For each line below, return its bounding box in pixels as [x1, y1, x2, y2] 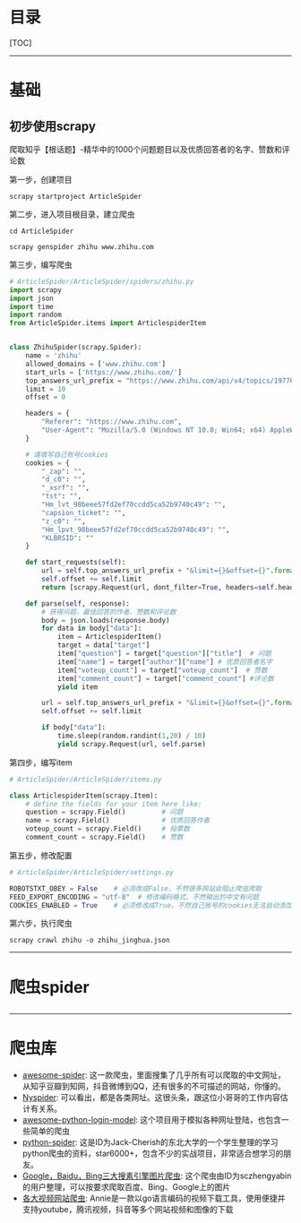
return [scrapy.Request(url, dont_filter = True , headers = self [41, 582, 275, 591]
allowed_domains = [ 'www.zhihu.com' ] [25, 359, 167, 368]
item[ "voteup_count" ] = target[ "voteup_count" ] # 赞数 [56, 666, 268, 675]
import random [9, 310, 63, 320]
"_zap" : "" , [41, 467, 87, 476]
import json [9, 294, 54, 303]
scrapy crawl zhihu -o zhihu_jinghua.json [9, 936, 170, 945]
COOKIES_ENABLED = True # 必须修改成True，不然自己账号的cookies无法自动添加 [9, 900, 293, 909]
